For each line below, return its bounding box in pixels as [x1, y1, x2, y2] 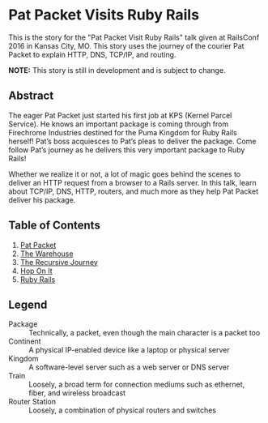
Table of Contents [8, 219, 101, 233]
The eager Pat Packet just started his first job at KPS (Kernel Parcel [8, 110, 232, 120]
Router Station [8, 397, 57, 407]
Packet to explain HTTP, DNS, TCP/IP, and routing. [8, 49, 177, 59]
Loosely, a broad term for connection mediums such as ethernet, [28, 379, 245, 390]
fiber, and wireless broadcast [28, 388, 126, 398]
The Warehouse [19, 249, 74, 258]
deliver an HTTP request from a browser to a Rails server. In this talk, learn [8, 177, 257, 187]
